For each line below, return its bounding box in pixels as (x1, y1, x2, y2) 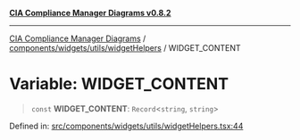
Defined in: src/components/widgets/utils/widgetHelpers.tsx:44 (9, 120, 244, 131)
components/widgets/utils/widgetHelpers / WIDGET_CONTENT (9, 43, 241, 53)
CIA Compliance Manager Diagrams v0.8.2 (9, 8, 171, 18)
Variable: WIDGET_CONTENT (9, 74, 229, 95)
